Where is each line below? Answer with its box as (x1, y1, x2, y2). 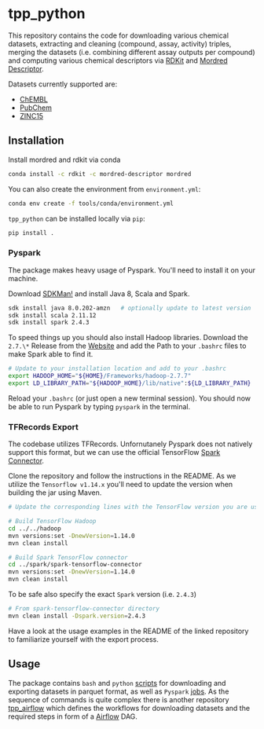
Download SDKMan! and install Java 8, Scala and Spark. (8, 288, 190, 299)
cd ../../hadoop (8, 524, 61, 533)
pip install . (8, 229, 55, 236)
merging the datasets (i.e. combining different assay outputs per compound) (8, 47, 255, 57)
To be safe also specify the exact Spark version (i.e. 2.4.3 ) (8, 590, 197, 599)
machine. (8, 273, 38, 283)
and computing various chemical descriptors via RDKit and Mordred (8, 56, 228, 65)
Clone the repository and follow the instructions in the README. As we (8, 471, 236, 481)
